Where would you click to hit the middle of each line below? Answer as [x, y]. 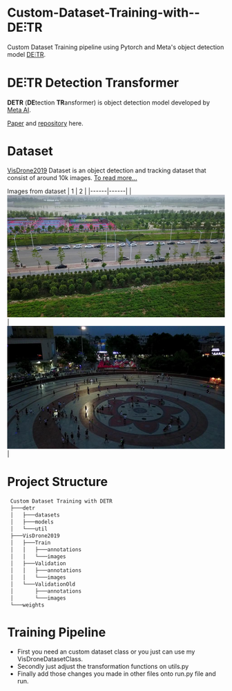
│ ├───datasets [35, 515]
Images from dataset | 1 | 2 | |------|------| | [69, 191]
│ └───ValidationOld [43, 584]
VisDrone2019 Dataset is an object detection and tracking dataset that [107, 170]
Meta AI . [19, 109]
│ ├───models [32, 522]
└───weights [27, 605]
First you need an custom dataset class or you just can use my [106, 652]
